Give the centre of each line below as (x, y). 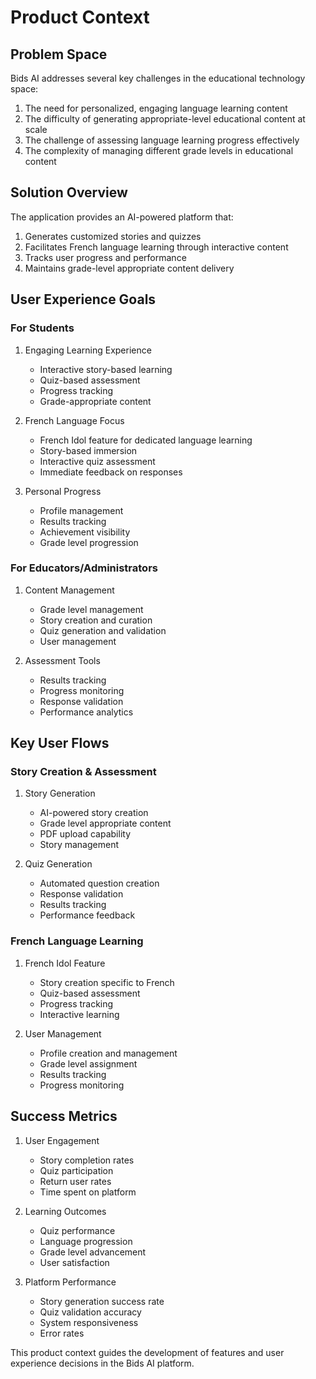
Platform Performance (70, 1282)
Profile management (81, 510)
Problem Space (59, 54)
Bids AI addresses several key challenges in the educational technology (158, 78)
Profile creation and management (108, 1053)
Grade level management (91, 609)
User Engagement (62, 1140)
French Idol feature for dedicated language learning (146, 440)
